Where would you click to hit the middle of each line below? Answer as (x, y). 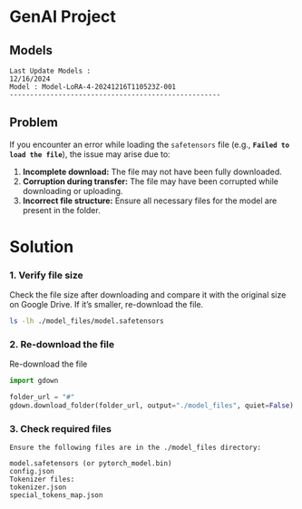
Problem (34, 123)
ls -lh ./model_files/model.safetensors (87, 321)
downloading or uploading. (73, 191)
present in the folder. (62, 210)
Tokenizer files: (42, 480)
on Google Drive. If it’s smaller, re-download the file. (107, 305)
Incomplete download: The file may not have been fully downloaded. (152, 171)
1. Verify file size (46, 275)
